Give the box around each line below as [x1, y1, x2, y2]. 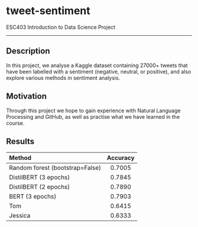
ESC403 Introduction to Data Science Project [6, 24, 116, 31]
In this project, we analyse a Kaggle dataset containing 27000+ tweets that [6, 62, 188, 69]
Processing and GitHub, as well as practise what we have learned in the [6, 113, 180, 120]
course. [6, 119, 25, 126]
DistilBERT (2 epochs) [9, 183, 70, 191]
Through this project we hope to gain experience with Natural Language [6, 107, 181, 114]
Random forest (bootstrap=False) [9, 163, 101, 172]
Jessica [9, 212, 31, 220]
